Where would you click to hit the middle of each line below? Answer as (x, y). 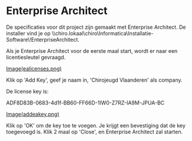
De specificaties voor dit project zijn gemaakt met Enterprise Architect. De (96, 27)
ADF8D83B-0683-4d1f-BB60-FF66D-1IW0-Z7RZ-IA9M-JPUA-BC (85, 103)
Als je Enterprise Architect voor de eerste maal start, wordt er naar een (92, 51)
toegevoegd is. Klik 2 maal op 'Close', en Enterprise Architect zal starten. (95, 132)
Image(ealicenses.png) (34, 68)
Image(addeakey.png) (33, 114)
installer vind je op (29, 33)
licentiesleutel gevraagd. (36, 57)
